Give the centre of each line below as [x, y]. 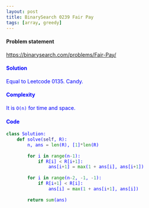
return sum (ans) [47, 200]
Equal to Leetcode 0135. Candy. [45, 81]
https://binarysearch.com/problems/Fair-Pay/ [61, 54]
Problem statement [30, 41]
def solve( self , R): [42, 139]
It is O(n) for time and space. [41, 108]
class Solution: [26, 134]
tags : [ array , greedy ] [34, 22]
